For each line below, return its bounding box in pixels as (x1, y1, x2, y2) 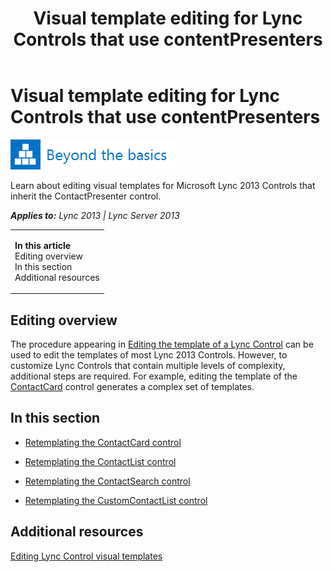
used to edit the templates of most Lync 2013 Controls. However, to (10, 349, 288, 361)
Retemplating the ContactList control (24, 455, 177, 467)
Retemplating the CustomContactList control (24, 494, 208, 506)
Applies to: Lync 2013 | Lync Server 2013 (10, 209, 180, 221)
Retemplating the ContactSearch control (24, 475, 191, 487)
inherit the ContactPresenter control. (10, 190, 162, 202)
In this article (14, 239, 72, 251)
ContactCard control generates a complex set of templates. (10, 381, 255, 392)
